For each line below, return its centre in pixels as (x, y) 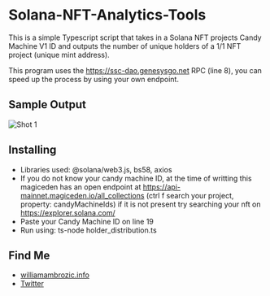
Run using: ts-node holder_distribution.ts (88, 230)
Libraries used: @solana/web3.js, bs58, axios (96, 169)
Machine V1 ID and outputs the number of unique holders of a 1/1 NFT (125, 46)
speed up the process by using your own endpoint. (94, 79)
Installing (33, 150)
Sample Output (48, 104)
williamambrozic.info (54, 275)
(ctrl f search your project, (190, 195)
